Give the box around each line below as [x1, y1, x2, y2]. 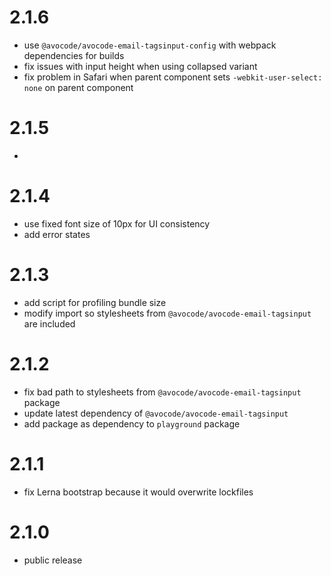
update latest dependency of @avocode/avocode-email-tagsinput [23, 407, 289, 419]
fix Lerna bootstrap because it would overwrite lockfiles [23, 486, 254, 498]
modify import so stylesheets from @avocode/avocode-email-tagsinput [23, 307, 312, 319]
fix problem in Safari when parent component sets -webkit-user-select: [23, 71, 323, 83]
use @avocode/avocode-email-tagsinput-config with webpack [23, 39, 277, 51]
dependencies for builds [23, 49, 125, 61]
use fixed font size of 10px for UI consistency [23, 217, 211, 230]
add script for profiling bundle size [23, 296, 167, 308]
